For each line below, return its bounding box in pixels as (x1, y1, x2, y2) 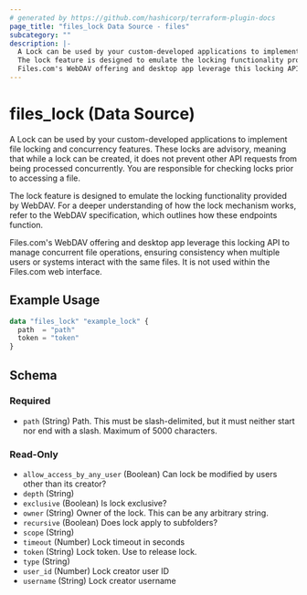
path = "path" (17, 325, 76, 334)
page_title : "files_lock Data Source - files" (9, 22, 190, 31)
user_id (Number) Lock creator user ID (22, 566, 170, 577)
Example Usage (9, 293, 101, 308)
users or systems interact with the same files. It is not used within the (9, 256, 270, 267)
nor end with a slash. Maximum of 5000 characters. (22, 425, 217, 436)
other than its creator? (22, 478, 107, 489)
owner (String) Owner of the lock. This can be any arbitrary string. (22, 507, 270, 518)
